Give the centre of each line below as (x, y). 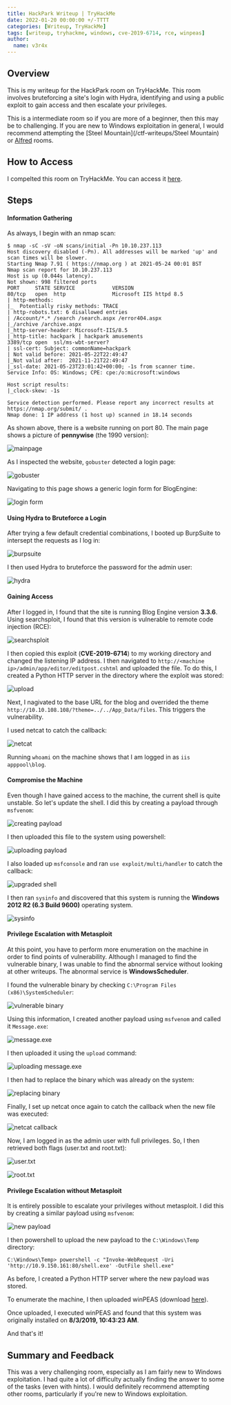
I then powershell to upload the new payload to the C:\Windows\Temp (103, 1240)
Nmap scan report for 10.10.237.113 (60, 270)
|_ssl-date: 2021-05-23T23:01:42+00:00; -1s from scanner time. (101, 367)
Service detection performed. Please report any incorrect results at (111, 403)
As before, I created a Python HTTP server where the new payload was (108, 1279)
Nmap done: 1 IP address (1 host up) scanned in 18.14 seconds (100, 415)
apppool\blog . (27, 764)
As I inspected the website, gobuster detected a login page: (91, 462)
